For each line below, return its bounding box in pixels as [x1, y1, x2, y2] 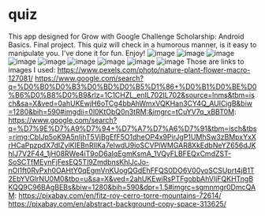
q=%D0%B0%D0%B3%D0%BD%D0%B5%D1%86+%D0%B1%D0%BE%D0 [8, 81, 257, 91]
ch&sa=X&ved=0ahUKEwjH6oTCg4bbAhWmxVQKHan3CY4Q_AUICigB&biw [8, 99, 253, 108]
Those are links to [186, 57, 244, 66]
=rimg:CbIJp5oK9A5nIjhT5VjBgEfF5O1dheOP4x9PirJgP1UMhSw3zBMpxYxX [8, 132, 256, 141]
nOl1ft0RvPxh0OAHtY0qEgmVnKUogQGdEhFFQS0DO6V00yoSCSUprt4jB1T [8, 166, 255, 175]
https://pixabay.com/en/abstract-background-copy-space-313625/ [8, 199, 227, 208]
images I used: [8, 65, 56, 74]
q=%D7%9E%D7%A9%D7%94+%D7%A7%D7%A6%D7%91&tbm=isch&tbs [8, 124, 257, 133]
